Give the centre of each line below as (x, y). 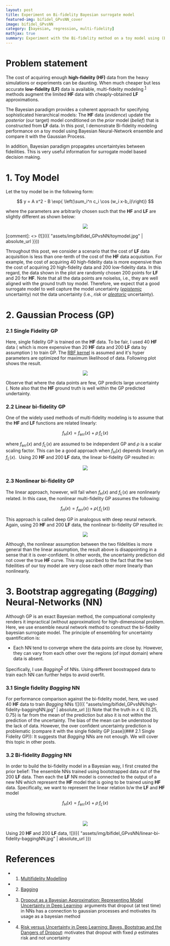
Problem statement (47, 63)
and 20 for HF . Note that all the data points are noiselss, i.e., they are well (82, 278)
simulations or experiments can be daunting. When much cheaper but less (83, 83)
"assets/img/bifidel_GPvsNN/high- (122, 704)
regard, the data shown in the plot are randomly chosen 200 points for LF (82, 273)
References (30, 859)
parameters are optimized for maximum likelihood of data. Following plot (81, 358)
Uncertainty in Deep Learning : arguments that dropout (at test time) (91, 905)
